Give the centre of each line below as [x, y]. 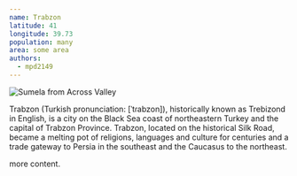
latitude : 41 [33, 26]
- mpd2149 [35, 67]
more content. [35, 164]
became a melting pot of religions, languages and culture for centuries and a [149, 137]
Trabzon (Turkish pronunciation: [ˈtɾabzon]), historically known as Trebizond [148, 109]
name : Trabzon [35, 17]
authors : [25, 58]
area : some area [39, 50]
